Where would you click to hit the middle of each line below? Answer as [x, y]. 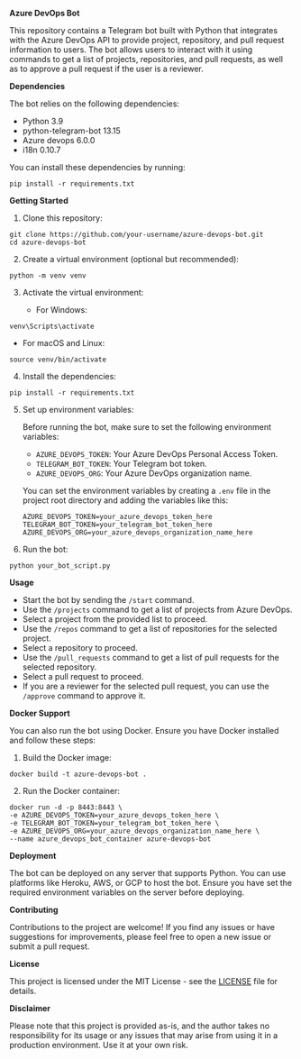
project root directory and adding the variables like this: [125, 500]
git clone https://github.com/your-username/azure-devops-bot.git [137, 234]
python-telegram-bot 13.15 [72, 131]
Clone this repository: [62, 218]
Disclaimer [30, 1008]
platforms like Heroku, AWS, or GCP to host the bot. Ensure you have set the [151, 883]
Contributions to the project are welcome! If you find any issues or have [142, 927]
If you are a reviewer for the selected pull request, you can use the [146, 686]
